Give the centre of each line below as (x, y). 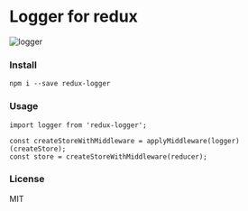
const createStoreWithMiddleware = (76, 141)
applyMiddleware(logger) (193, 141)
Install (23, 65)
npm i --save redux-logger (60, 84)
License (27, 179)
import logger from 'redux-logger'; (78, 125)
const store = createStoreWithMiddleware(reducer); (108, 156)
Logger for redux (73, 17)
